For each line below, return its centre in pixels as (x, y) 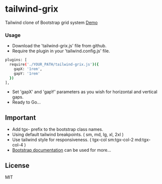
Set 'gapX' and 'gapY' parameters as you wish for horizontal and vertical (85, 92)
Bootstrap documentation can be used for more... (62, 150)
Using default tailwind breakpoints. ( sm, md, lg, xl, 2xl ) (68, 135)
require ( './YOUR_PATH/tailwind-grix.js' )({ (54, 64)
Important (20, 117)
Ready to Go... (26, 102)
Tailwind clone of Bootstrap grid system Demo (52, 22)
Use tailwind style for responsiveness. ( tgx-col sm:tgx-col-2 (73, 140)
